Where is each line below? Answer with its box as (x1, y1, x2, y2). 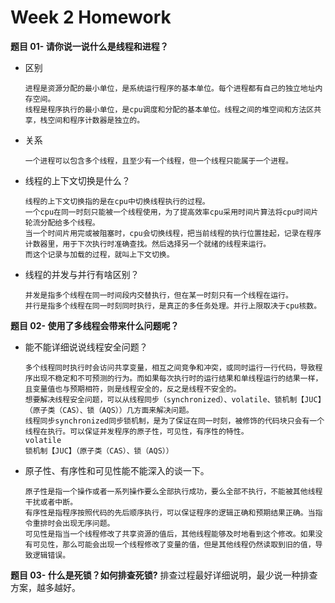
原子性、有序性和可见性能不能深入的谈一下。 (24, 464, 210, 476)
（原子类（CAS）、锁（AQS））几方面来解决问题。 (24, 405, 194, 415)
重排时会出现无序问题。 (32, 518, 115, 528)
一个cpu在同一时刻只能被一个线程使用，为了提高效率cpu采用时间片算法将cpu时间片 (24, 207, 319, 217)
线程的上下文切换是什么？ (24, 174, 131, 186)
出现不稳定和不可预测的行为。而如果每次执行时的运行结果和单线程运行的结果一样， (32, 373, 323, 383)
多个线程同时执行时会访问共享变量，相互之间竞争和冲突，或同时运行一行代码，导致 (24, 362, 316, 373)
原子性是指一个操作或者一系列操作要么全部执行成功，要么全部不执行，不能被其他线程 (24, 486, 323, 496)
